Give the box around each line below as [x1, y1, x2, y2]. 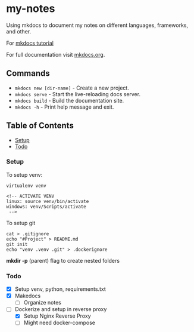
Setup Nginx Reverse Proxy [23, 312, 91, 319]
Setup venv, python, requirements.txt [14, 285, 106, 293]
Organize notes [23, 299, 61, 306]
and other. [6, 27, 32, 35]
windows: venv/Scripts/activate [6, 204, 86, 210]
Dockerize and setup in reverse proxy [14, 306, 107, 313]
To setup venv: [6, 171, 43, 178]
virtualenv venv [6, 183, 46, 189]
